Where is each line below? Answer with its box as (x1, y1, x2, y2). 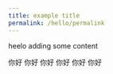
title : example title (8, 11, 80, 20)
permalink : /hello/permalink (8, 19, 105, 27)
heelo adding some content (8, 41, 98, 50)
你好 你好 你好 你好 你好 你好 (8, 57, 102, 67)
